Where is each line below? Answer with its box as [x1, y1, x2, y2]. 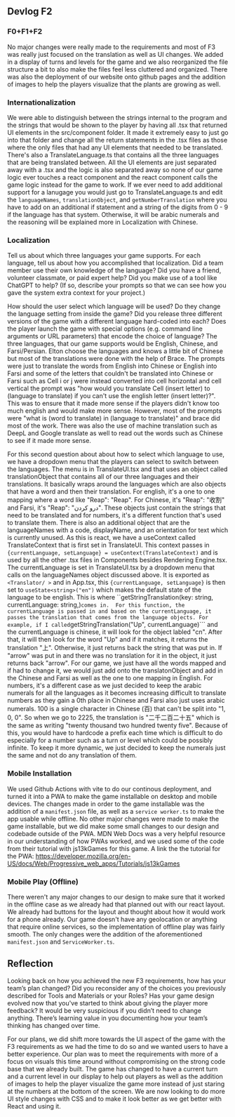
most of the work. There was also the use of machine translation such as [7, 421, 217, 430]
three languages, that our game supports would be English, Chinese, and [7, 340, 218, 348]
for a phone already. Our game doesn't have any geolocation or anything [7, 915, 217, 923]
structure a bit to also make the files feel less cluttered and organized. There [7, 65, 228, 73]
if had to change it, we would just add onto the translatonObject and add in [7, 666, 223, 675]
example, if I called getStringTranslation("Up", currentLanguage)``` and [7, 621, 219, 629]
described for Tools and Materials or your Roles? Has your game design [7, 991, 215, 1000]
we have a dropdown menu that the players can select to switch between [7, 458, 219, 466]
